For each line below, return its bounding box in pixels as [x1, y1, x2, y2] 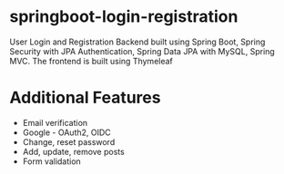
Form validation [22, 156, 82, 167]
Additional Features [9, 88, 161, 108]
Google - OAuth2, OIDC [22, 127, 111, 138]
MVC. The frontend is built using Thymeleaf [9, 55, 173, 66]
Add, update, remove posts [22, 146, 125, 157]
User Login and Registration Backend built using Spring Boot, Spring [9, 36, 266, 47]
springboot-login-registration [9, 6, 238, 27]
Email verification [22, 117, 88, 128]
